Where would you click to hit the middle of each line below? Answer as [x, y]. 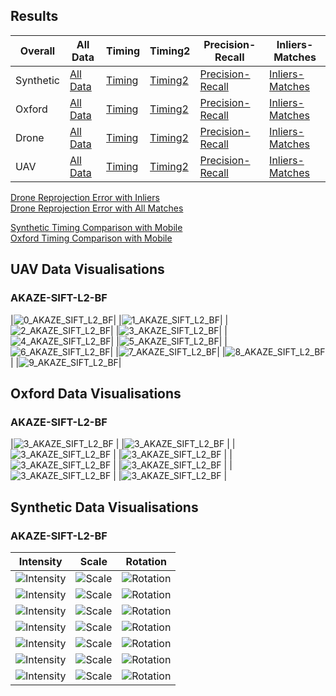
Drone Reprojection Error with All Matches [97, 208]
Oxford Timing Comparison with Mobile [91, 238]
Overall [37, 51]
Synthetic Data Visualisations [104, 507]
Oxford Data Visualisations [96, 393]
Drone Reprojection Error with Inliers [85, 197]
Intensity [40, 561]
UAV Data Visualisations [87, 269]
